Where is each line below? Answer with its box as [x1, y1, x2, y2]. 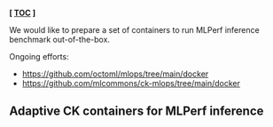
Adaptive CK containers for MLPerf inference [9, 104, 264, 119]
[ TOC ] [9, 8, 36, 18]
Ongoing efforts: [9, 52, 69, 61]
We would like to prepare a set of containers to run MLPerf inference [9, 25, 260, 35]
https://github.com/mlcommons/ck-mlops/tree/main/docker [21, 78, 241, 88]
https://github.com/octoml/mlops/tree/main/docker [21, 68, 209, 79]
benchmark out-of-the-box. [9, 35, 111, 44]
